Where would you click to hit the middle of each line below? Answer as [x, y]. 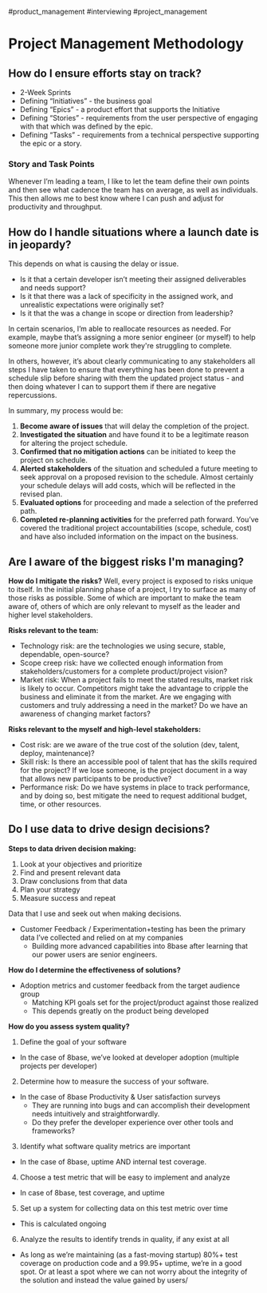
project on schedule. [53, 460]
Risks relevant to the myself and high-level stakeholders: [105, 729]
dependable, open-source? [65, 654]
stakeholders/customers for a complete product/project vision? [124, 671]
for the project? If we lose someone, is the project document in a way [133, 770]
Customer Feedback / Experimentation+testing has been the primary [132, 929]
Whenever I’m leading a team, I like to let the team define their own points [129, 181]
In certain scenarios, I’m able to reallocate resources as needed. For [120, 329]
